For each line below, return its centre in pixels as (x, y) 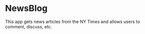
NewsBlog (26, 8)
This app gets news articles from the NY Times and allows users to (73, 22)
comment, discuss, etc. (29, 26)
